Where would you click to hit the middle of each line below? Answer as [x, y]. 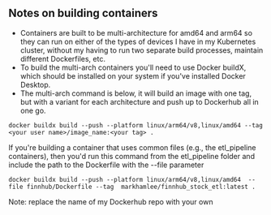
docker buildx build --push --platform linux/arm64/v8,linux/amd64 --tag [136, 125]
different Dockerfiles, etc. [62, 58]
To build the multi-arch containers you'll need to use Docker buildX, [133, 67]
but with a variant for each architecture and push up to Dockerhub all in [140, 101]
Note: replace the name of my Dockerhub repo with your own [111, 201]
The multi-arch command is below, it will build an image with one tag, [136, 93]
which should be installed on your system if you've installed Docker [133, 75]
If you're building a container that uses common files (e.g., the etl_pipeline [132, 147]
